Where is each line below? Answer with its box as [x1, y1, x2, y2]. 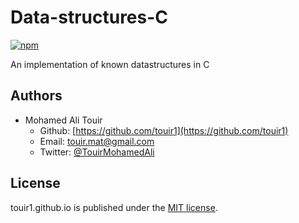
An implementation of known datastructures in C [10, 58, 210, 70]
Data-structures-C [10, 6, 169, 29]
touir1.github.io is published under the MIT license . [10, 201, 218, 213]
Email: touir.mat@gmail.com [39, 135, 155, 147]
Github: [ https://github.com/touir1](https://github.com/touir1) [39, 124, 289, 136]
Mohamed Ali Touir [24, 114, 103, 126]
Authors [10, 87, 63, 105]
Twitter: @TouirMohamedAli [39, 146, 155, 158]
